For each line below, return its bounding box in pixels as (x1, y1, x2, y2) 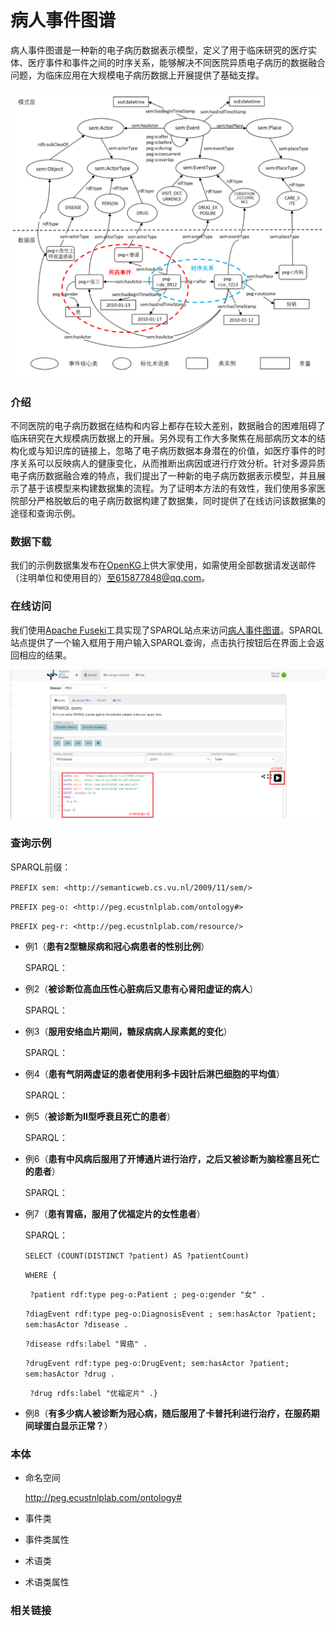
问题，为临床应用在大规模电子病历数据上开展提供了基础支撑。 (10, 69, 265, 81)
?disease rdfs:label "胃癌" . (24, 1339, 148, 1349)
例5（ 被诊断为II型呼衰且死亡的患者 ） (24, 1110, 176, 1122)
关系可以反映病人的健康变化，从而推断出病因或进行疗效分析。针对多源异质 (18, 457, 326, 469)
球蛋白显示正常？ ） (33, 1419, 113, 1431)
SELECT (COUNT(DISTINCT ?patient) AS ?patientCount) (24, 1251, 250, 1261)
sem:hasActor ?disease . (24, 1319, 129, 1330)
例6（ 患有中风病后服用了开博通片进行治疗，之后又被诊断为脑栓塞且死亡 (24, 1152, 320, 1165)
